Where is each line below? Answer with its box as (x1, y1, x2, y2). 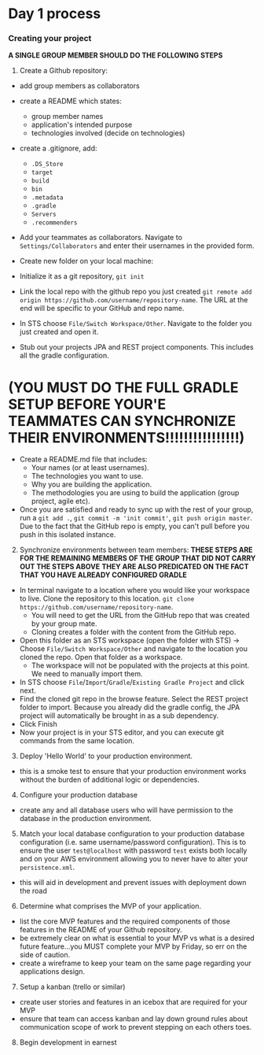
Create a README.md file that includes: (19, 454, 148, 465)
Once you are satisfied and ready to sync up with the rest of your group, (19, 505, 254, 514)
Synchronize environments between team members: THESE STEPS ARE (19, 545, 253, 555)
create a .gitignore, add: (19, 143, 97, 154)
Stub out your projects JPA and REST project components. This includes (19, 342, 254, 352)
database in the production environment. (19, 814, 152, 824)
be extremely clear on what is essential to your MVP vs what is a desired (19, 934, 255, 943)
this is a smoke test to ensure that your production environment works (19, 767, 247, 776)
